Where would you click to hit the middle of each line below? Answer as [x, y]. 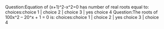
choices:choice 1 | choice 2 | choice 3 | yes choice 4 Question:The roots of [82, 12]
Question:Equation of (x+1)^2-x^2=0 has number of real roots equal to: [77, 7]
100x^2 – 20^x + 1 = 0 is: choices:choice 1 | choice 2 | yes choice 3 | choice [82, 17]
